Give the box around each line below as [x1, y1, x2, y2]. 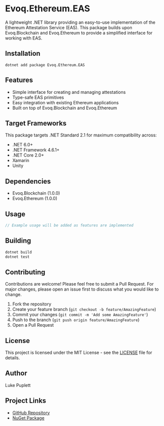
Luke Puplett [5, 382, 31, 388]
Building [5, 237, 31, 245]
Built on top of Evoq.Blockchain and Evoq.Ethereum [12, 105, 118, 111]
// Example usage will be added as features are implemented [5, 223, 134, 228]
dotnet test [5, 254, 30, 259]
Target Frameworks [5, 119, 67, 128]
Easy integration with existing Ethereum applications [12, 99, 119, 105]
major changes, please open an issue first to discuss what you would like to [5, 286, 159, 292]
